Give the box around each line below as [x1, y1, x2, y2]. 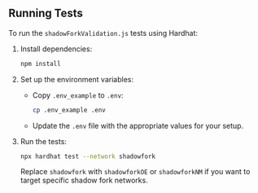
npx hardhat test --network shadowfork [20, 152, 156, 160]
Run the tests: [20, 136, 68, 146]
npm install [20, 59, 61, 68]
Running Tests [8, 7, 83, 20]
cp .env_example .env [32, 106, 106, 114]
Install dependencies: [20, 44, 93, 54]
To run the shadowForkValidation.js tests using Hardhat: [8, 28, 198, 37]
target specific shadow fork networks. [20, 175, 148, 186]
